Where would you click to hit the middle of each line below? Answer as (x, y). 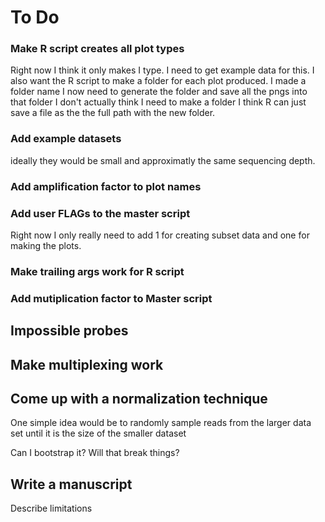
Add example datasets (66, 139)
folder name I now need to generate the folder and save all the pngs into (159, 92)
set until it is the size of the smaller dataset (98, 433)
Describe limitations (51, 508)
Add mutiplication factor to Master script (111, 298)
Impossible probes (69, 331)
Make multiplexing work (87, 364)
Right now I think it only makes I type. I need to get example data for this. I (162, 70)
